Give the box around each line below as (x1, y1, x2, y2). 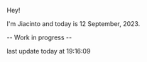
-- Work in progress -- (6, 33, 72, 42)
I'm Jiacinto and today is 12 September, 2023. (6, 20, 141, 27)
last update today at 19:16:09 (6, 47, 91, 55)
